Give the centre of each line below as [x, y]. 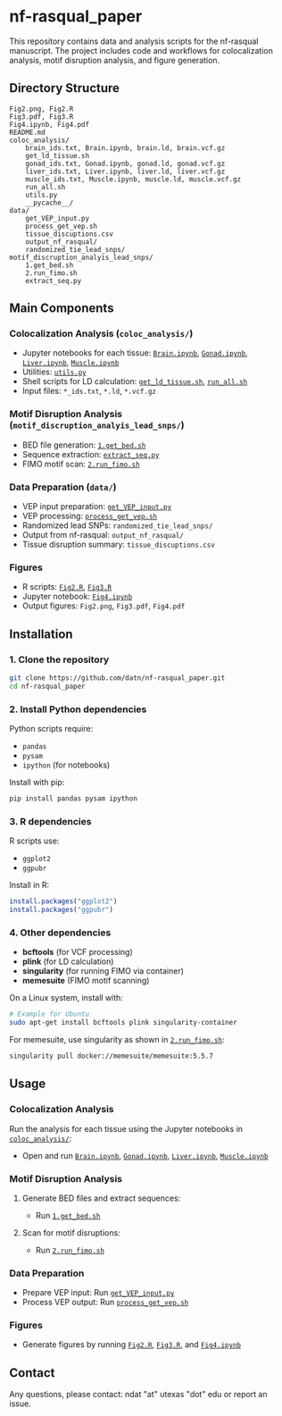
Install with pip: [37, 783]
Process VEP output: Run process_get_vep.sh [105, 1303]
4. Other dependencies [60, 933]
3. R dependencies [50, 821]
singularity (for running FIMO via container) [103, 971]
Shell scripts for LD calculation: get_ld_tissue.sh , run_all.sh [135, 381]
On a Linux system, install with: [66, 998]
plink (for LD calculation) [68, 961]
